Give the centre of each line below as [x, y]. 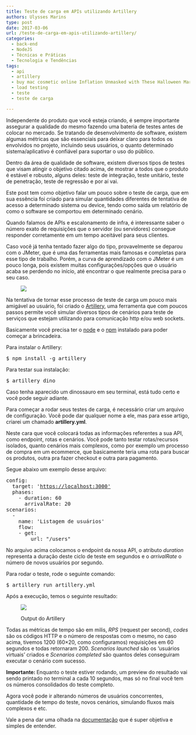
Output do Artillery [43, 618]
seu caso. [18, 277]
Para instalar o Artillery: [34, 347]
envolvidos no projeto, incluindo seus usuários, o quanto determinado [90, 145]
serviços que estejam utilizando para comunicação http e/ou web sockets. [95, 318]
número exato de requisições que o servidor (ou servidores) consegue [91, 229]
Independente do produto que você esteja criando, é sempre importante [93, 120]
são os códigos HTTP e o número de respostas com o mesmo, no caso [91, 636]
